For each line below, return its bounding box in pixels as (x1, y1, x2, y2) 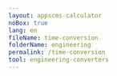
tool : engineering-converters (8, 56, 110, 64)
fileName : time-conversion (8, 33, 99, 42)
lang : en (8, 26, 38, 34)
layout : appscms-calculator (8, 11, 103, 20)
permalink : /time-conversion (8, 48, 106, 56)
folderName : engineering (8, 41, 91, 49)
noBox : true (8, 19, 48, 27)
